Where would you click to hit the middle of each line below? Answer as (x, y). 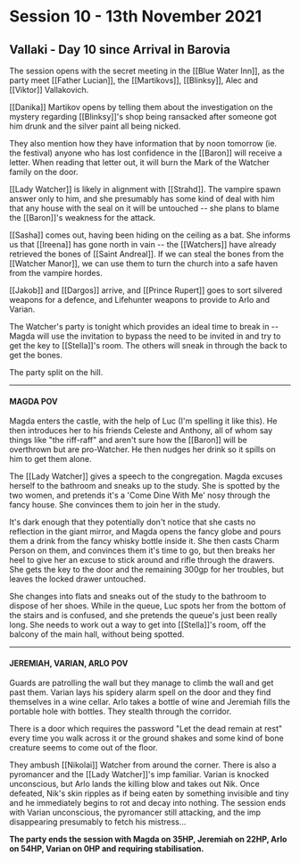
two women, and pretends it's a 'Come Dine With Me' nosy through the (140, 495)
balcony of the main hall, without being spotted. (97, 634)
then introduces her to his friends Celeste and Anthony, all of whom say (141, 431)
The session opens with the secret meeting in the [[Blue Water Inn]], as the (147, 71)
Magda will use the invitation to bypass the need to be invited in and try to (145, 336)
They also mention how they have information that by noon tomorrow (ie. (143, 143)
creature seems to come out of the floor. (83, 748)
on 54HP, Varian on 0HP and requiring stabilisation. (107, 849)
